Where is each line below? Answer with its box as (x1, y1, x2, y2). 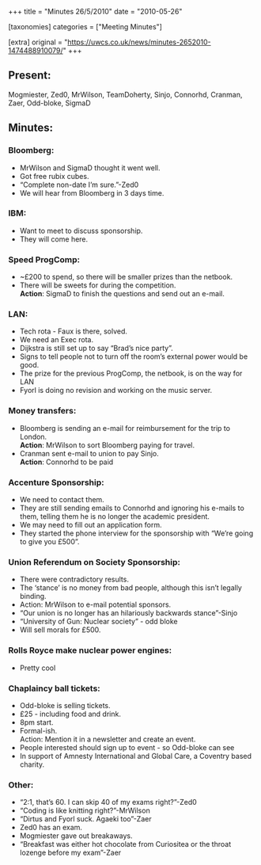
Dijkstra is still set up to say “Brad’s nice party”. (19, 344, 173, 353)
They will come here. (19, 234, 89, 244)
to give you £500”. (19, 536, 80, 546)
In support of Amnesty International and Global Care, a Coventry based (19, 751, 252, 760)
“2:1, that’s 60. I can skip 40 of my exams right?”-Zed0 (19, 798, 198, 807)
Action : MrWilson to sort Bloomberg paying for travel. (19, 440, 195, 450)
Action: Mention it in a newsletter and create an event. (19, 734, 196, 744)
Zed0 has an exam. (19, 823, 83, 833)
